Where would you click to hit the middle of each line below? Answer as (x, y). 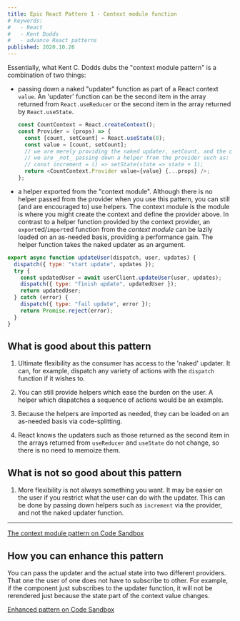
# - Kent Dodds (33, 34)
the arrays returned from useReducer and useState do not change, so (118, 443)
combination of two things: (47, 75)
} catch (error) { (41, 298)
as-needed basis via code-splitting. (70, 421)
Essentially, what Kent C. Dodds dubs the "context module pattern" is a (112, 67)
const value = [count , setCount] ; (76, 145)
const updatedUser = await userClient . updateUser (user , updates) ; (121, 278)
